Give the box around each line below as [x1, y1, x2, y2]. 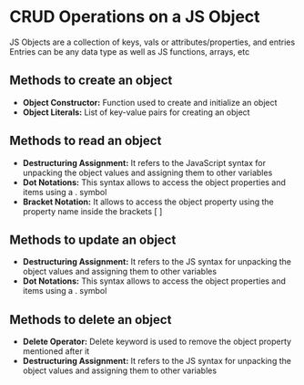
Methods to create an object [9, 73, 173, 88]
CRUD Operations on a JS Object [9, 6, 261, 27]
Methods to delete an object [9, 312, 172, 328]
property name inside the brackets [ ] [22, 205, 163, 216]
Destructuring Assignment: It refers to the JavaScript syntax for [22, 157, 267, 168]
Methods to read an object [9, 133, 162, 149]
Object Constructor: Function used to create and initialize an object [22, 97, 278, 108]
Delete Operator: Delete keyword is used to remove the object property [22, 336, 292, 348]
